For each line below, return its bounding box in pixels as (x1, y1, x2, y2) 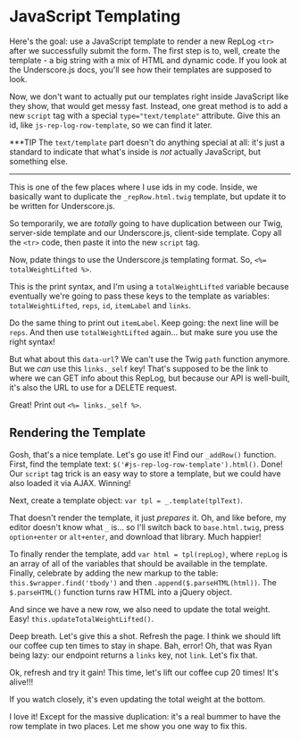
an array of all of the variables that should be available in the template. (9, 558, 268, 568)
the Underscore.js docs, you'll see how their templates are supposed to (9, 64, 272, 75)
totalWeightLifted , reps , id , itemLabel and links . (9, 299, 192, 310)
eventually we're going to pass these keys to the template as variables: (9, 290, 271, 301)
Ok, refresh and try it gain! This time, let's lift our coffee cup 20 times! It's (9, 667, 279, 677)
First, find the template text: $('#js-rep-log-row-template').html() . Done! (9, 458, 283, 469)
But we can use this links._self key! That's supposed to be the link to (9, 363, 269, 374)
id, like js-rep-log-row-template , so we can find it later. (9, 119, 212, 130)
